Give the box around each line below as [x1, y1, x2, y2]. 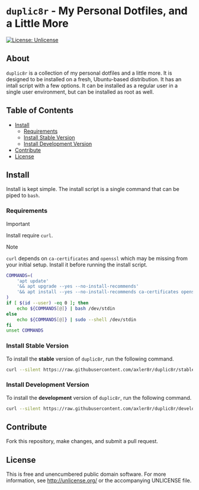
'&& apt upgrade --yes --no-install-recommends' [17, 284, 139, 289]
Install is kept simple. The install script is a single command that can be [6, 186, 179, 193]
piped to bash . [6, 192, 40, 199]
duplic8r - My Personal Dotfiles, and [6, 4, 188, 18]
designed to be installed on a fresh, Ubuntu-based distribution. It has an [6, 75, 182, 82]
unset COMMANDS [6, 327, 44, 333]
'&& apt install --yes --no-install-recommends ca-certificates [17, 289, 179, 295]
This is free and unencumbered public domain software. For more [6, 470, 166, 478]
